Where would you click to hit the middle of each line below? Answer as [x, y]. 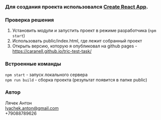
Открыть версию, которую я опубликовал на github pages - [75, 46]
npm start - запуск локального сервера [46, 75]
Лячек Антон [18, 103]
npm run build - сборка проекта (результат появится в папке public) [76, 80]
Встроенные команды [33, 64]
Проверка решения [29, 20]
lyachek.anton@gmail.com [32, 108]
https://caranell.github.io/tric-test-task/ [52, 51]
